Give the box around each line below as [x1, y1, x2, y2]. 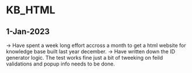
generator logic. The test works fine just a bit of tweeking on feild [6, 54, 163, 61]
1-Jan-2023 [6, 27, 50, 36]
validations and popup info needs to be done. [6, 60, 115, 67]
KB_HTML [6, 3, 55, 17]
